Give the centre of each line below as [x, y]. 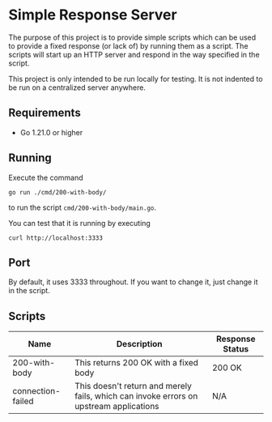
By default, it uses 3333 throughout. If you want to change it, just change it [133, 282]
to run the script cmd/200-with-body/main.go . [82, 207]
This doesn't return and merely [133, 386]
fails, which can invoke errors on [136, 396]
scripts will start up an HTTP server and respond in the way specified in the [134, 54]
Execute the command [46, 177]
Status [236, 349]
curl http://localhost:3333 [56, 238]
